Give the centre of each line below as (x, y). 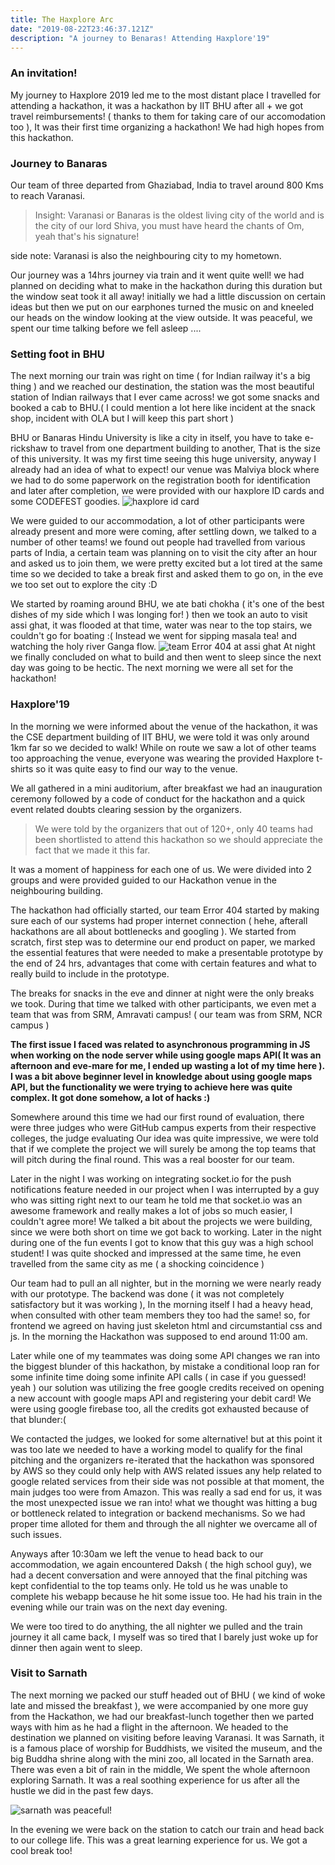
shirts (22, 768)
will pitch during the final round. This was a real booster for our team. (152, 1159)
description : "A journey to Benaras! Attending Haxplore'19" (140, 38)
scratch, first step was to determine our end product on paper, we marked (163, 942)
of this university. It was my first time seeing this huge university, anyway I (163, 459)
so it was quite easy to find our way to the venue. (136, 768)
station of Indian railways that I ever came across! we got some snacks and (165, 397)
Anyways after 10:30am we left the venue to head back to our (137, 1553)
